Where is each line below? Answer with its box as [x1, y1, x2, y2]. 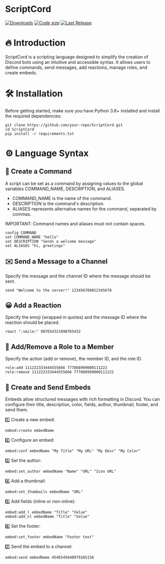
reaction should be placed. [5, 319, 60, 325]
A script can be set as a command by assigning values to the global [5, 180, 143, 186]
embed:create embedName [5, 428, 55, 433]
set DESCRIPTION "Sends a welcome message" [5, 239, 97, 244]
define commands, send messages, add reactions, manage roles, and [5, 64, 148, 70]
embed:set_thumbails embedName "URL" [5, 489, 83, 495]
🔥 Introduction [5, 37, 66, 49]
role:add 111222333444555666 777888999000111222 [5, 365, 108, 370]
